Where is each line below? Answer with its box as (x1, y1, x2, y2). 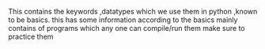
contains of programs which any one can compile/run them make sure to (8, 24, 245, 32)
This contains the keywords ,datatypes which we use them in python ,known (8, 7, 258, 16)
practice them (8, 32, 54, 41)
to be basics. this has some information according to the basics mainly (8, 15, 238, 24)
